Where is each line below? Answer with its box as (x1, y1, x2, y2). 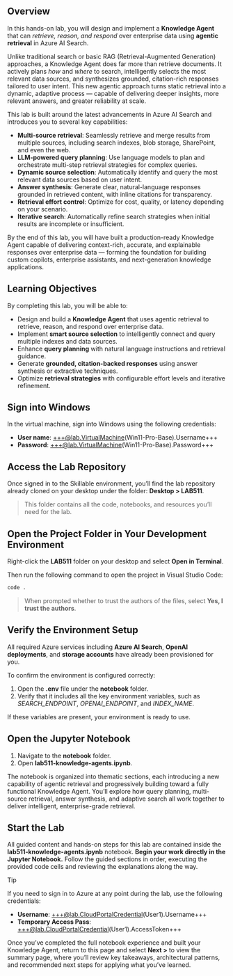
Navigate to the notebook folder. (17, 751, 111, 760)
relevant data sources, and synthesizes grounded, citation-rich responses (7, 74, 219, 83)
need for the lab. (24, 508, 72, 516)
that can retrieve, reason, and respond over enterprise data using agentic (7, 31, 219, 40)
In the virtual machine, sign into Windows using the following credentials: (7, 420, 217, 429)
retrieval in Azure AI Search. (7, 38, 89, 47)
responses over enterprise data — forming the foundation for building (7, 248, 207, 256)
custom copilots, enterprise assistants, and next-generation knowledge (7, 255, 211, 264)
